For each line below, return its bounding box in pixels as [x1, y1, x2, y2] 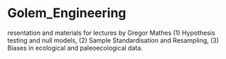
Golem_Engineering [7, 5, 127, 21]
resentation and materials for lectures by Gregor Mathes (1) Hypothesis [7, 28, 215, 37]
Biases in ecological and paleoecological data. [7, 43, 144, 52]
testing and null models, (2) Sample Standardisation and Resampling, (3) [7, 36, 219, 44]
